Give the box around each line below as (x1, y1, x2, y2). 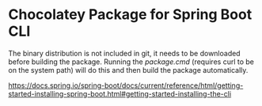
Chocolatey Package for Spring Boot (8, 6, 253, 24)
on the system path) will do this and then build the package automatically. (8, 65, 249, 74)
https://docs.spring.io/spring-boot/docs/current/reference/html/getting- (8, 81, 244, 90)
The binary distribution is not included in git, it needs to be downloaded (8, 48, 241, 58)
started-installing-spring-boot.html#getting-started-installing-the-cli (8, 89, 232, 98)
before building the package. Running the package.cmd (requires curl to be (8, 57, 255, 66)
